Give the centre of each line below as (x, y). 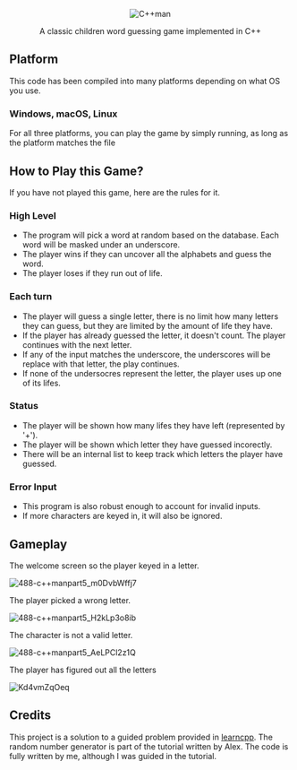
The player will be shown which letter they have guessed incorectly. (147, 445)
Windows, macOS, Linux (64, 114)
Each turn (31, 297)
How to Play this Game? (76, 171)
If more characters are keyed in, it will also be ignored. (122, 516)
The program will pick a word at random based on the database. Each (150, 235)
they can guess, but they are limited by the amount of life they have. (147, 325)
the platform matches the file (63, 143)
